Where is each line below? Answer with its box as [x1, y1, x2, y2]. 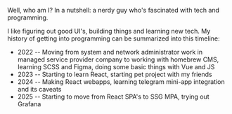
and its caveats [17, 85, 62, 93]
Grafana [17, 100, 41, 108]
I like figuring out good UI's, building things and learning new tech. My [7, 27, 211, 35]
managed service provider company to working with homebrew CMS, [17, 55, 219, 64]
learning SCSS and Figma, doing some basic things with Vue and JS [17, 63, 215, 71]
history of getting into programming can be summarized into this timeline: [7, 34, 220, 43]
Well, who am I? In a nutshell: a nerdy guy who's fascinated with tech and [7, 6, 220, 14]
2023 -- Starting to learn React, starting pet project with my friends [17, 70, 212, 78]
